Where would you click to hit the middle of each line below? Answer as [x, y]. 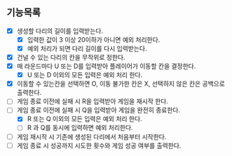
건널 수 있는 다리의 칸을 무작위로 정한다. [71, 57]
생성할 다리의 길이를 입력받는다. [60, 31]
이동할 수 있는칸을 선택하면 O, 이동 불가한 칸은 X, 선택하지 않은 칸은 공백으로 [121, 84]
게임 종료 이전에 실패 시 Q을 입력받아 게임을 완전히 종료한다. [98, 110]
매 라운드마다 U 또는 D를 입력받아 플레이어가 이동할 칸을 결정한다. [106, 66]
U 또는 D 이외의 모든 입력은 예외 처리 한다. [85, 75]
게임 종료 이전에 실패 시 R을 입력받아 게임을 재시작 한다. [93, 101]
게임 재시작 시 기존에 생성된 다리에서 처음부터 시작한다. [91, 136]
